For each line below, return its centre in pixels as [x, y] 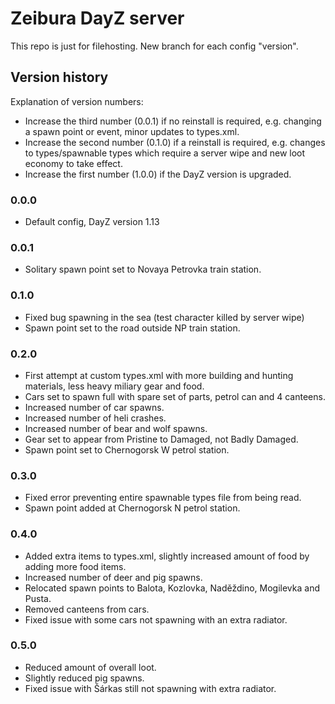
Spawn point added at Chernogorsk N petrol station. [132, 508]
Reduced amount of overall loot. [90, 667]
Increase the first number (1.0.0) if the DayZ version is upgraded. [158, 174]
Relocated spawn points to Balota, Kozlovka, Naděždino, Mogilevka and [172, 588]
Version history [59, 77]
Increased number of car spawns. [94, 407]
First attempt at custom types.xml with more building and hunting [159, 375]
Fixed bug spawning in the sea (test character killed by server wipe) [164, 317]
